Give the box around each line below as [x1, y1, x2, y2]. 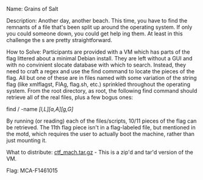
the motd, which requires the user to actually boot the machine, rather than [6, 131, 195, 137]
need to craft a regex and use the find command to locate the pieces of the [6, 68, 195, 75]
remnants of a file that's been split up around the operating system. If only [6, 24, 193, 31]
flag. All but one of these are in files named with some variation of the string [6, 74, 197, 81]
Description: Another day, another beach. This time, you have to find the [6, 17, 188, 24]
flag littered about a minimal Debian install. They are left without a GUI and [6, 55, 193, 62]
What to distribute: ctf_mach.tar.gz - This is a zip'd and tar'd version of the [6, 149, 193, 156]
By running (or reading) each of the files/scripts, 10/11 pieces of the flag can [6, 117, 197, 124]
